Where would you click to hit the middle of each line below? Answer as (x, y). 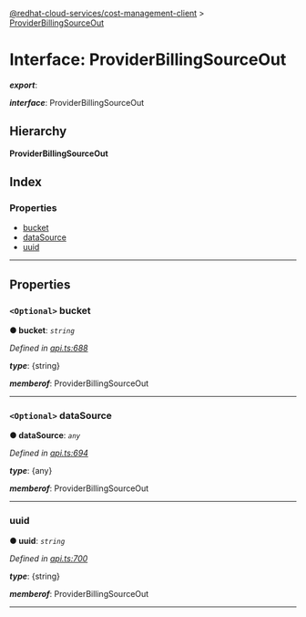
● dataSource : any (45, 435)
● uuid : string (37, 540)
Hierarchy (38, 131)
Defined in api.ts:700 (49, 558)
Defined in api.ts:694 (49, 453)
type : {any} (31, 471)
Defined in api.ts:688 (49, 348)
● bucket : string (42, 330)
